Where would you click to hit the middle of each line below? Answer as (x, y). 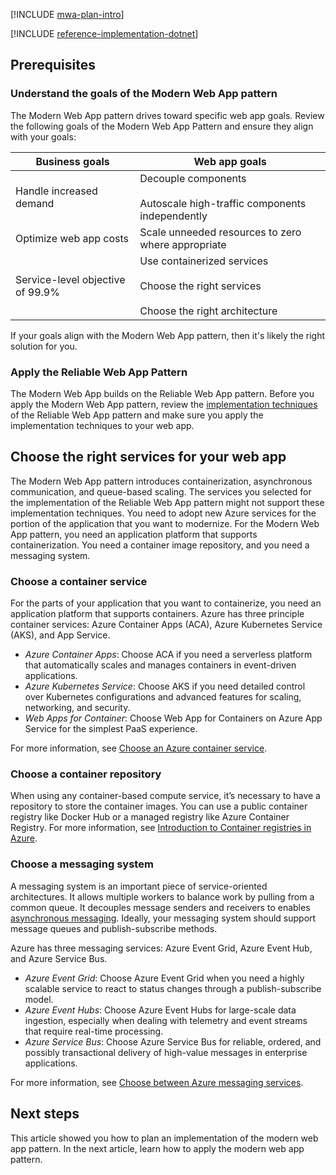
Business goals (72, 161)
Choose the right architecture (208, 311)
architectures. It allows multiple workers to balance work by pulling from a (162, 896)
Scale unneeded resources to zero (220, 232)
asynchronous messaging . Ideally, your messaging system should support (163, 918)
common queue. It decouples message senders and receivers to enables (160, 907)
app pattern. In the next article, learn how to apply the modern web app (157, 1148)
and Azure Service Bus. (59, 958)
